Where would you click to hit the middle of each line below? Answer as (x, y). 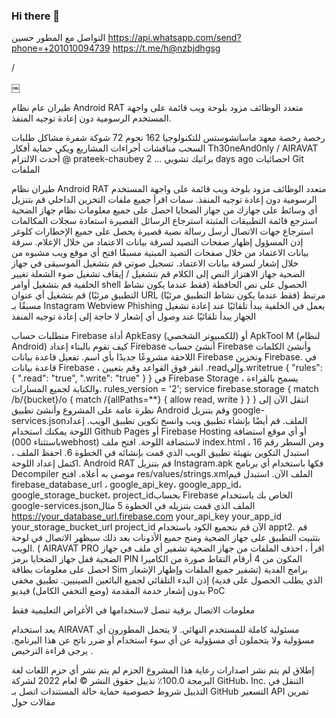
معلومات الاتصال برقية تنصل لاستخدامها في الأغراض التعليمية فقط (133, 610)
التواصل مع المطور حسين (58, 38)
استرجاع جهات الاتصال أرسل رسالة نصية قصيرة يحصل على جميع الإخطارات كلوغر (162, 231)
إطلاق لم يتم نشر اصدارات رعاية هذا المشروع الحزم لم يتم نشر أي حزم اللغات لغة (163, 670)
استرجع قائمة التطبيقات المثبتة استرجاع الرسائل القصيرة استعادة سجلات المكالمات (164, 221)
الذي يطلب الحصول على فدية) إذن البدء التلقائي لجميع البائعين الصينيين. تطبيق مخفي (167, 580)
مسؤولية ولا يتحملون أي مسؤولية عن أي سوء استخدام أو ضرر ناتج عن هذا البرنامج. (163, 640)
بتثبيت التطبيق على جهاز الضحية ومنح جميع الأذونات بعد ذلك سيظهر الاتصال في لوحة (166, 538)
